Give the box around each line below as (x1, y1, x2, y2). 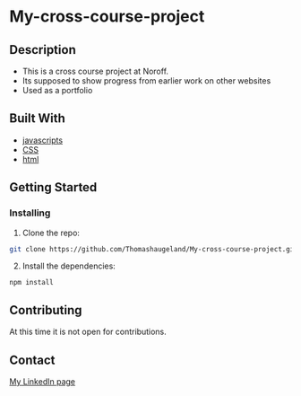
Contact (9, 352, 56, 367)
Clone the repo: (21, 227, 81, 238)
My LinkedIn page (9, 376, 76, 387)
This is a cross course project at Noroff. (21, 66, 168, 76)
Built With (9, 110, 65, 127)
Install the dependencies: (21, 260, 116, 271)
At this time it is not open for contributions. (9, 326, 168, 338)
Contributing (9, 303, 82, 318)
